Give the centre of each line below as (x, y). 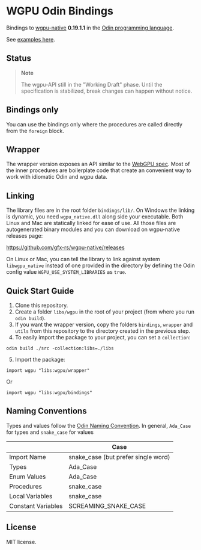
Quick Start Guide (40, 291)
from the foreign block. (35, 131)
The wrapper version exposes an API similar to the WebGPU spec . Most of (98, 164)
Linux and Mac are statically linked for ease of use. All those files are (91, 223)
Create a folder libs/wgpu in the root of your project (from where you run (105, 312)
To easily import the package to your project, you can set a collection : (103, 337)
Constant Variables (36, 505)
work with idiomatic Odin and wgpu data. (57, 177)
